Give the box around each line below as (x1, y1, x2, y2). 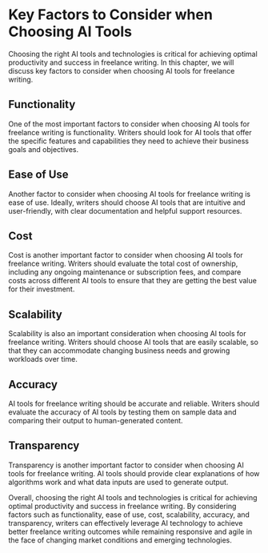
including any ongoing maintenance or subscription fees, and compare (8, 267, 242, 277)
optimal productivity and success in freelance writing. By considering (8, 501, 237, 511)
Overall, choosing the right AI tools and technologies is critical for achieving (8, 492, 258, 502)
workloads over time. (8, 355, 78, 364)
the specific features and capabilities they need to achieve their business (8, 136, 250, 146)
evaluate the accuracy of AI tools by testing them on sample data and (8, 407, 238, 417)
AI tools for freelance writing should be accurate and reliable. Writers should (8, 399, 260, 408)
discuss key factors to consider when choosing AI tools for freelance (8, 66, 235, 75)
